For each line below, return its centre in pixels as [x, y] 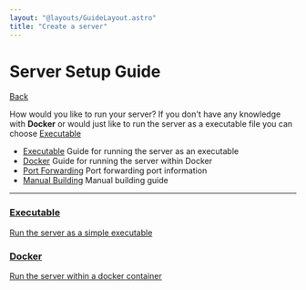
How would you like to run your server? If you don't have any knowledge [145, 114]
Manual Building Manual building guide [95, 181]
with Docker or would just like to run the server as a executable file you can [151, 124]
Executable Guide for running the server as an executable [131, 151]
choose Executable [46, 134]
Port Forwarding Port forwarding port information [115, 171]
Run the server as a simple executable [81, 233]
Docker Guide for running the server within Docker [117, 161]
